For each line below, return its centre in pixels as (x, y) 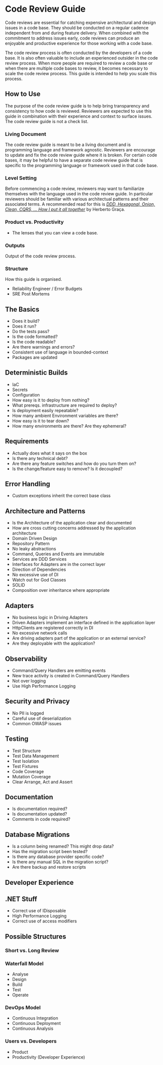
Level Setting (21, 178)
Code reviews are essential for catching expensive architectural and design (81, 22)
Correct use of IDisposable (39, 911)
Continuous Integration (35, 1018)
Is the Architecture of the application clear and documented (72, 523)
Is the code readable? (34, 342)
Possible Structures (36, 936)
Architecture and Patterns (45, 511)
